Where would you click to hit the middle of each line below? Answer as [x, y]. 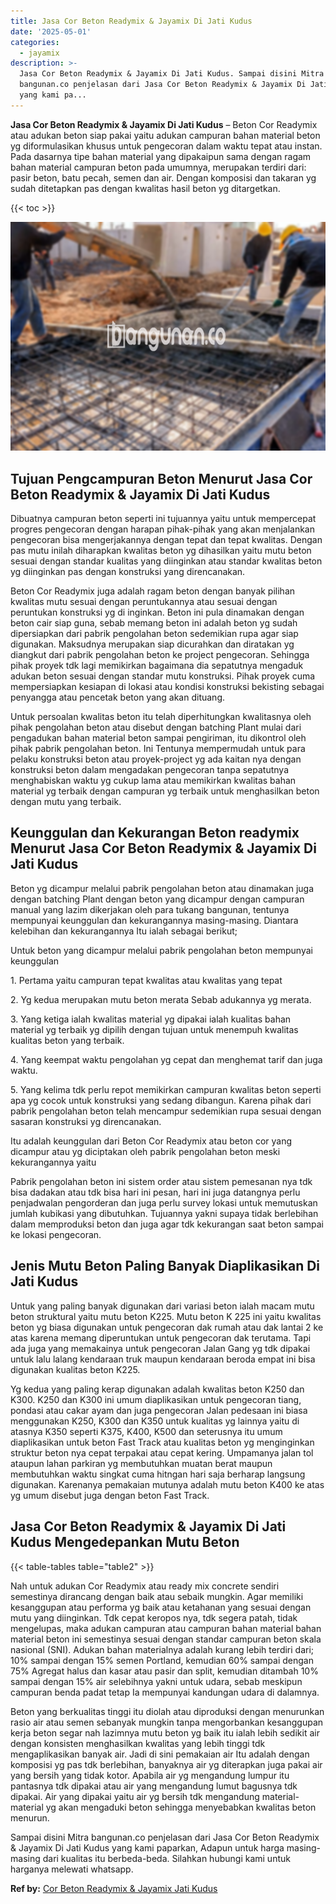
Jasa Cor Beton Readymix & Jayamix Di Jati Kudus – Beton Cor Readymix [164, 124]
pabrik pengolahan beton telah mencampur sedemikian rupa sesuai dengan [166, 1111]
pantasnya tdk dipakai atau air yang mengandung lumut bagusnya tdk [154, 1786]
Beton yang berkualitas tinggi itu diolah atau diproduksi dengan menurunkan [167, 1711]
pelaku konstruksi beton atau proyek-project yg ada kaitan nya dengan [156, 759]
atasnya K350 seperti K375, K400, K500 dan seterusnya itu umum [146, 1431]
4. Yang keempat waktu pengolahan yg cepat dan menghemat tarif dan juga [166, 1059]
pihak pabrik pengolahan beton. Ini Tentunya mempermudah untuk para [158, 749]
